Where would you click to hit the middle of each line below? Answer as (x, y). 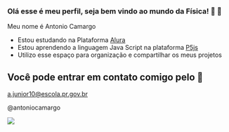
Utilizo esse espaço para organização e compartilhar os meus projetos (120, 55)
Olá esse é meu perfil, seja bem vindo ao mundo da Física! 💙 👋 (115, 11)
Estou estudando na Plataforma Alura (71, 40)
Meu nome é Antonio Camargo (52, 27)
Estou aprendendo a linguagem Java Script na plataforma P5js (108, 48)
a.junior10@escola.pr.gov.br (48, 94)
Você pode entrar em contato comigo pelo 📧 (105, 77)
